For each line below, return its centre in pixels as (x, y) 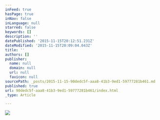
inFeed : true (18, 9)
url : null (19, 73)
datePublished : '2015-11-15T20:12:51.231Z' (50, 41)
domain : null (23, 68)
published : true (21, 86)
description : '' (21, 37)
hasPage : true (19, 14)
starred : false (20, 28)
